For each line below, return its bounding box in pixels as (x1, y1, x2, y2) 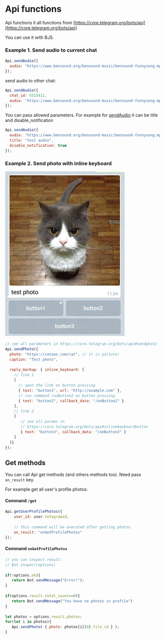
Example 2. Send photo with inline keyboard (5, 160, 112, 167)
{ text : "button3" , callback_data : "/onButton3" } (20, 429, 126, 434)
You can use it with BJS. (5, 34, 54, 40)
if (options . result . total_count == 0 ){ (5, 593, 80, 598)
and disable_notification (5, 117, 54, 123)
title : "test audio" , (9, 138, 54, 143)
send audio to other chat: (5, 78, 56, 83)
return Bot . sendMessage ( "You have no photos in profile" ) (11, 598, 133, 604)
